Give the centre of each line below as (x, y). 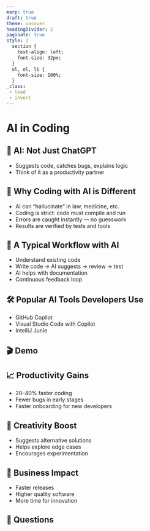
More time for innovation (46, 501)
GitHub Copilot (34, 318)
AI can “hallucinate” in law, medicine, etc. (67, 206)
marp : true (20, 12)
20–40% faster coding (43, 393)
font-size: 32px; (39, 58)
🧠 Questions (30, 520)
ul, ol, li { (28, 69)
